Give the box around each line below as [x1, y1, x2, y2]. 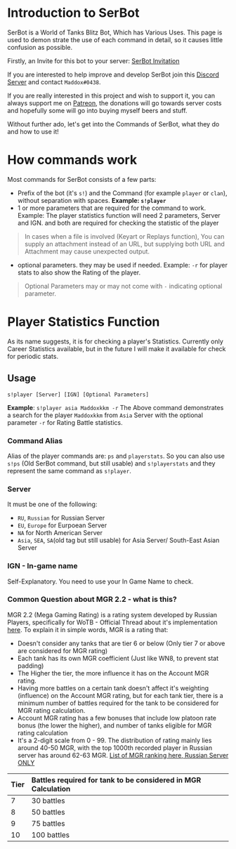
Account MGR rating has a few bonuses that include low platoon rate [17, 713, 216, 722]
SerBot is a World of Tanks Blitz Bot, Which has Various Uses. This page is [7, 28, 223, 37]
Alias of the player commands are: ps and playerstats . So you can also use [7, 452, 225, 460]
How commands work [7, 152, 138, 168]
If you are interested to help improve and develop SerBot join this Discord [7, 70, 219, 79]
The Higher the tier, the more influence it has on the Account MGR [17, 669, 209, 677]
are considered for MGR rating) [17, 646, 108, 654]
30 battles [31, 796, 65, 805]
